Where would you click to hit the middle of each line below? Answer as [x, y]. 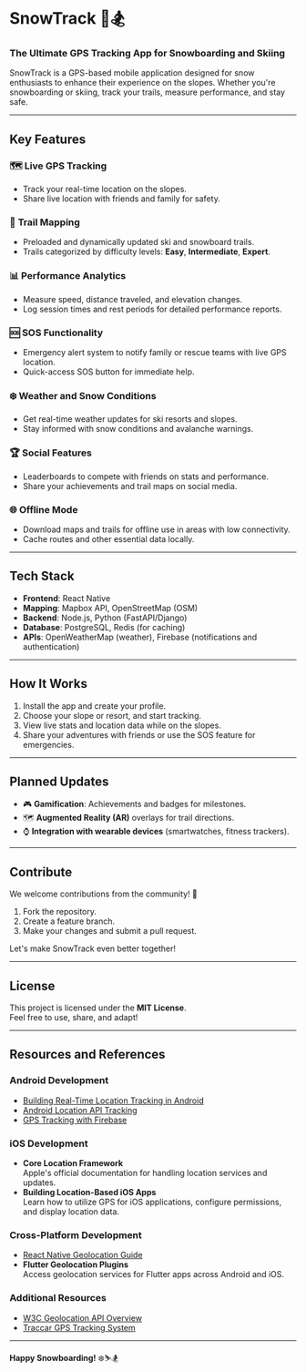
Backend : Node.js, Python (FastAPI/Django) [105, 618]
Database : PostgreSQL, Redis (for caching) [104, 627]
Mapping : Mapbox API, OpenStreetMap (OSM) [110, 608]
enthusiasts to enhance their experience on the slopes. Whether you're [143, 83]
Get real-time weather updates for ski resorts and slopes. [130, 419]
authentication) [51, 646]
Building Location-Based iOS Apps [89, 1192]
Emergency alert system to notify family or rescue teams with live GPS [154, 353]
